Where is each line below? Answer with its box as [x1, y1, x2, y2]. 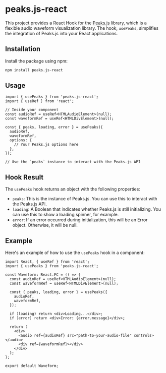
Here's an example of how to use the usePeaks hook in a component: [5, 249, 145, 256]
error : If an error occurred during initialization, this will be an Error [12, 217, 148, 223]
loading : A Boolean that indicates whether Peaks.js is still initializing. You [12, 206, 161, 212]
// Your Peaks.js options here [14, 142, 79, 147]
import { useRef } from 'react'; [5, 99, 74, 104]
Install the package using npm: [5, 58, 68, 64]
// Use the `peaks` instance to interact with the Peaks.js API [5, 160, 141, 165]
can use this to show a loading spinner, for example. [12, 212, 119, 218]
